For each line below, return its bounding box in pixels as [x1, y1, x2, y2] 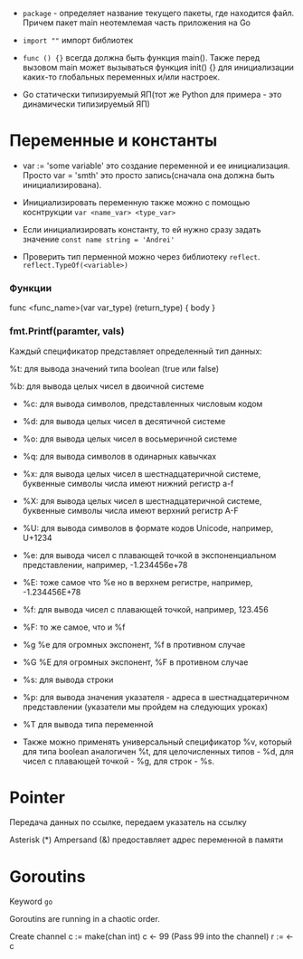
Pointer [9, 787, 66, 808]
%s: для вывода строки [22, 674, 114, 685]
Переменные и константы [9, 130, 218, 151]
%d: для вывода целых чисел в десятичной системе [22, 415, 226, 426]
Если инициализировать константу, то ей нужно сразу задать [22, 223, 261, 234]
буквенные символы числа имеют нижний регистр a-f [22, 478, 234, 489]
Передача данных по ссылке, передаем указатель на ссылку [9, 817, 247, 828]
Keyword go [9, 896, 53, 907]
